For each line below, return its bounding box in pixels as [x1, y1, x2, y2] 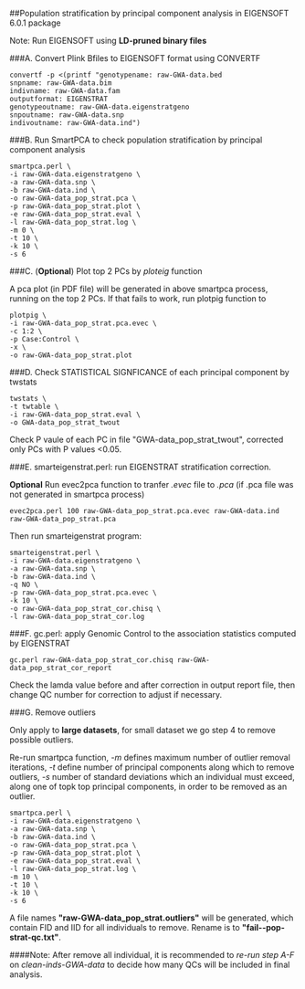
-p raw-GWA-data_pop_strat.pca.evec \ [9, 588, 157, 597]
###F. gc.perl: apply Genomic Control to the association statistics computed [9, 628, 297, 638]
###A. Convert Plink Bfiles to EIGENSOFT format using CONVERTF [9, 53, 261, 63]
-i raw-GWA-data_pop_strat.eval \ [9, 410, 142, 419]
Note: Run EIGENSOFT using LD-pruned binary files [9, 36, 207, 46]
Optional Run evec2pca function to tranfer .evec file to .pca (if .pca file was [9, 479, 294, 489]
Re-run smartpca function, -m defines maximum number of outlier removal [9, 752, 290, 763]
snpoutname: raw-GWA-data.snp [9, 110, 125, 120]
